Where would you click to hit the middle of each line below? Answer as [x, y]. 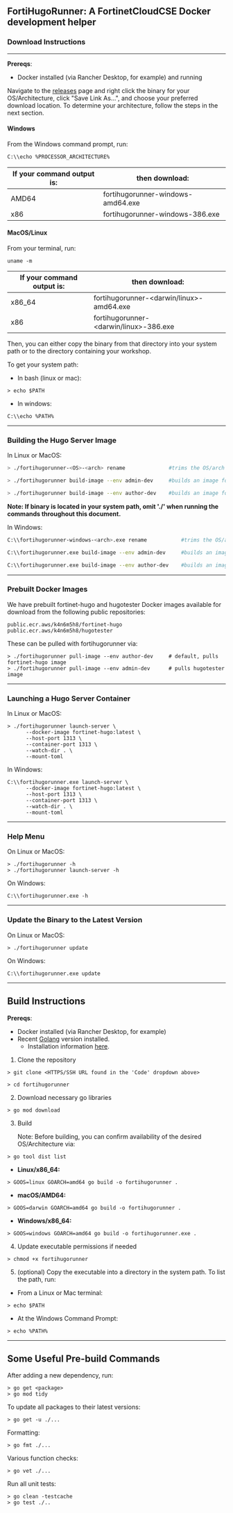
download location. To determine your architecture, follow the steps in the [113, 105]
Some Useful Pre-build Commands [84, 1359]
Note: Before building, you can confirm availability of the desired [109, 1136]
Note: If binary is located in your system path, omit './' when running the [113, 506]
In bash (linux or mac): [49, 378]
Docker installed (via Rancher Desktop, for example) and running [110, 77]
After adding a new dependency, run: [60, 1376]
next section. [26, 112]
